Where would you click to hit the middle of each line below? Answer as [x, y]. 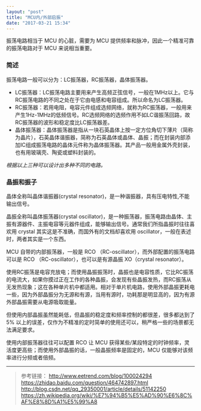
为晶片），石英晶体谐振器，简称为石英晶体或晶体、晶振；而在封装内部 [100, 137]
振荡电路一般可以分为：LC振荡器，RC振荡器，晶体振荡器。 [79, 79]
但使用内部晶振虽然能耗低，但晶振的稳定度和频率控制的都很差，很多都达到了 [100, 314]
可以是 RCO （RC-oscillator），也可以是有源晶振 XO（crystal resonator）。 [97, 259]
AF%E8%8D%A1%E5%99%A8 [59, 401]
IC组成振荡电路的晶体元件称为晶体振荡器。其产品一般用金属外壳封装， [106, 145]
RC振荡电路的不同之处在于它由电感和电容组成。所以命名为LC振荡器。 [100, 100]
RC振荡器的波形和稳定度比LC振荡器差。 [64, 122]
